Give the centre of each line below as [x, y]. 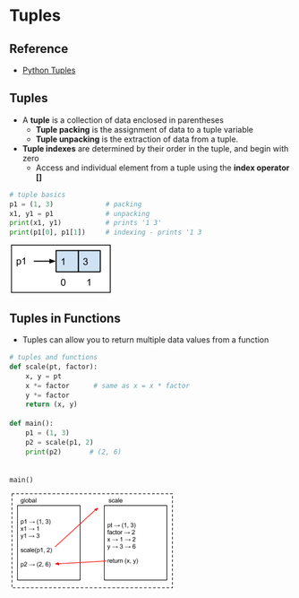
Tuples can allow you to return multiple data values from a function [145, 340]
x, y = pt [44, 376]
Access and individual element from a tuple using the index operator [162, 168]
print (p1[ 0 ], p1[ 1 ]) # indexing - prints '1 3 [106, 233]
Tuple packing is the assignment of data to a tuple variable [144, 129]
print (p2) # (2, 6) [74, 452]
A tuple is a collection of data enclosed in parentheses [123, 120]
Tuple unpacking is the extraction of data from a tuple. [137, 139]
